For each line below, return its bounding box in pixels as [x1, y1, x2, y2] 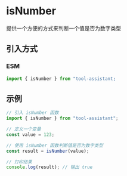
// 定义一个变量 [6, 126, 41, 132]
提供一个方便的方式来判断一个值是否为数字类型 [6, 24, 121, 32]
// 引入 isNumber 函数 [6, 110, 59, 116]
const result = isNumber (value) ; [6, 148, 89, 154]
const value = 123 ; [6, 131, 55, 138]
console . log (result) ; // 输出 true [6, 164, 93, 171]
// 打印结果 [6, 159, 33, 165]
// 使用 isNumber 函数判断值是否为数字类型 [6, 142, 103, 149]
